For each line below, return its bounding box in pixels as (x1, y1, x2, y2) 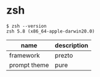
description (54, 41, 89, 49)
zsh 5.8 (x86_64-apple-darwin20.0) (6, 28, 95, 34)
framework (9, 51, 40, 59)
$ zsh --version (6, 23, 47, 29)
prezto (54, 51, 74, 59)
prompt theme (9, 60, 49, 69)
